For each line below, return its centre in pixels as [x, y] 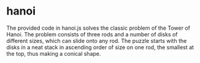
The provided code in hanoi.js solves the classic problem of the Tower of [98, 28]
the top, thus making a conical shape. [54, 53]
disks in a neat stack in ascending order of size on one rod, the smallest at [100, 47]
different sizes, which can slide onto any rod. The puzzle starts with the [97, 41]
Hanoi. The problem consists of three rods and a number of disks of [92, 34]
